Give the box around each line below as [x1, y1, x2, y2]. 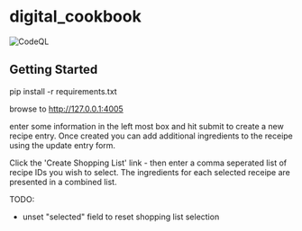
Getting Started [9, 62, 98, 77]
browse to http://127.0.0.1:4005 [9, 103, 124, 114]
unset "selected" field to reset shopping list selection [22, 211, 220, 222]
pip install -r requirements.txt [9, 85, 117, 96]
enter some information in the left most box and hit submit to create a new [9, 120, 284, 131]
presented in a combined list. [9, 176, 117, 187]
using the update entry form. [9, 139, 115, 150]
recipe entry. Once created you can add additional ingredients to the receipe [9, 130, 293, 141]
